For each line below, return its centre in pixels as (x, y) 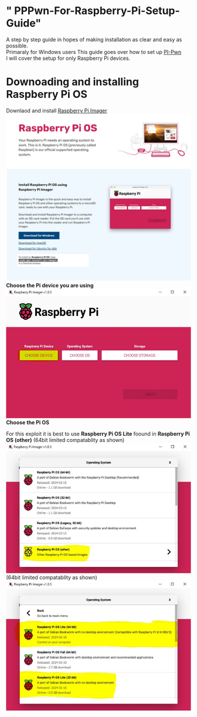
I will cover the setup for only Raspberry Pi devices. (68, 58)
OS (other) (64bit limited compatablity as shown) (65, 440)
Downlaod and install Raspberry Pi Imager (57, 110)
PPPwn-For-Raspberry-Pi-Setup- (97, 11)
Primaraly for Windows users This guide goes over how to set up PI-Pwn (94, 52)
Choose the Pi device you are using (50, 285)
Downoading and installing (73, 82)
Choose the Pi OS (28, 422)
